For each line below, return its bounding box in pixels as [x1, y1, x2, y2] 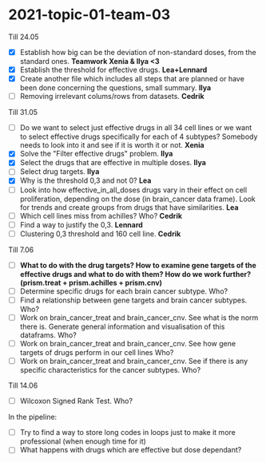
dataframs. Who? [19, 330, 77, 340]
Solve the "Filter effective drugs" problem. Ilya [19, 149, 173, 159]
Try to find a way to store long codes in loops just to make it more [19, 428, 236, 437]
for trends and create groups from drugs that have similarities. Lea [19, 202, 239, 212]
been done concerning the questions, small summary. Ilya [19, 83, 212, 93]
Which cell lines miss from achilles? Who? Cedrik [19, 211, 182, 220]
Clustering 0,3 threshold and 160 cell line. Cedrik [19, 229, 181, 239]
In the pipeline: [8, 413, 58, 422]
